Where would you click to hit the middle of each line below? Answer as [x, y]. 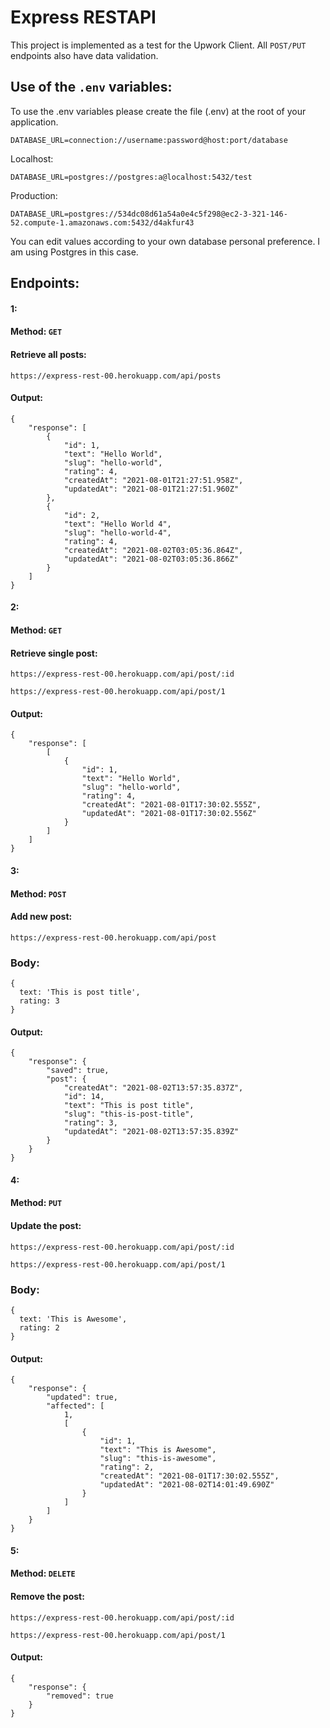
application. [34, 122]
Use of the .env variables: [91, 87]
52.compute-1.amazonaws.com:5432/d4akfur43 [102, 222]
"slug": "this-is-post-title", [129, 1114]
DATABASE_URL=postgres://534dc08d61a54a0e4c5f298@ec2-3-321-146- [149, 214]
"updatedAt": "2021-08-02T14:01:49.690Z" [187, 1485]
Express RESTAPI [83, 17]
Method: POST [38, 893]
